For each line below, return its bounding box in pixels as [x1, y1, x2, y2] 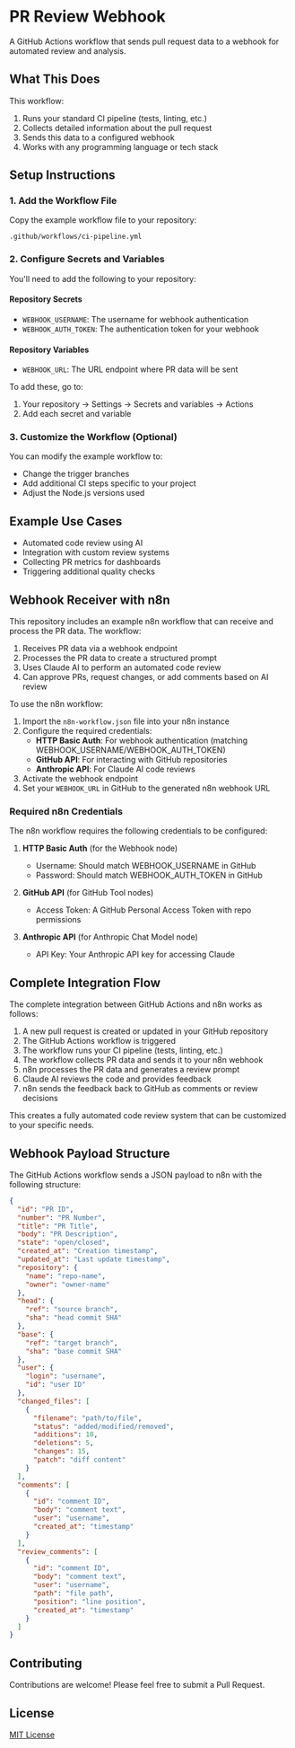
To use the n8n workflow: [9, 699, 104, 710]
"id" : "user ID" [25, 1381, 87, 1390]
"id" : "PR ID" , [17, 1205, 74, 1214]
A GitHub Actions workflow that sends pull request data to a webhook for [9, 36, 280, 47]
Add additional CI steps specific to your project [22, 478, 196, 489]
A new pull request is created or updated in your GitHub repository [22, 1026, 269, 1037]
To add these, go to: [9, 382, 83, 393]
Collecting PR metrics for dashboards [22, 557, 161, 568]
